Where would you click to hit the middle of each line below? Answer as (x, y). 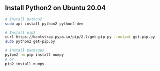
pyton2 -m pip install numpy (34, 55)
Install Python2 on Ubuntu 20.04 (55, 8)
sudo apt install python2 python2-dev (44, 24)
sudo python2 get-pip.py (30, 42)
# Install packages (25, 51)
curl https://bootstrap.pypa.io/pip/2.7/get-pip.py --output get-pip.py (80, 37)
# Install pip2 (20, 33)
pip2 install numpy (25, 64)
